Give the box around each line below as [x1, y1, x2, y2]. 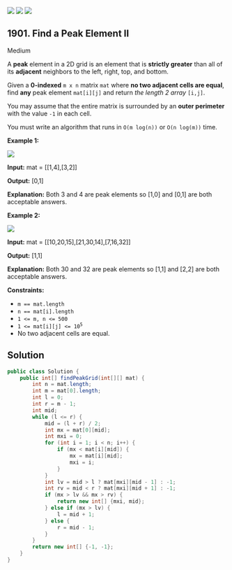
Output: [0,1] [7, 176, 44, 185]
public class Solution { [7, 368, 79, 375]
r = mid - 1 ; [56, 524, 95, 531]
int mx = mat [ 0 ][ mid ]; [44, 427, 111, 434]
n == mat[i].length [17, 308, 75, 315]
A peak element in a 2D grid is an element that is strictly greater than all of [7, 59, 223, 68]
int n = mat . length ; [32, 381, 92, 388]
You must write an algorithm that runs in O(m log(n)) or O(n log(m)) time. [7, 122, 217, 131]
